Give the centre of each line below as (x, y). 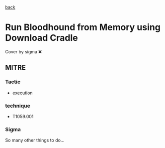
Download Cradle (41, 38)
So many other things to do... (35, 140)
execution (23, 93)
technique (18, 106)
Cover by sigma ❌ (24, 51)
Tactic (13, 82)
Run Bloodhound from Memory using (83, 27)
